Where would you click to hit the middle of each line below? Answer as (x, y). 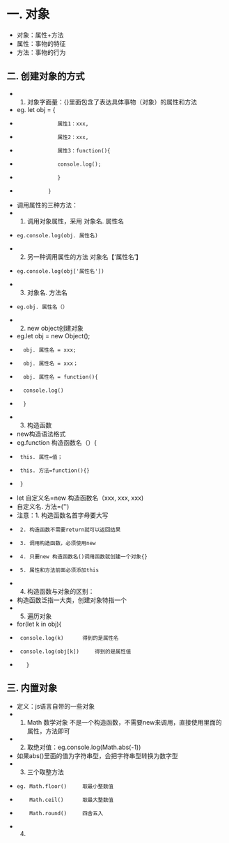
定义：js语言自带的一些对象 (56, 706)
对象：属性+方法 (40, 35)
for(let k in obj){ (39, 624)
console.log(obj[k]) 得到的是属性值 (76, 652)
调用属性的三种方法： (47, 205)
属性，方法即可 (48, 731)
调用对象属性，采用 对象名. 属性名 (76, 221)
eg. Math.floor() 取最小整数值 (65, 786)
